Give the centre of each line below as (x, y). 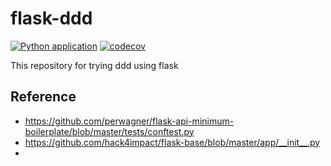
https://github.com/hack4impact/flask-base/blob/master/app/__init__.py (172, 142)
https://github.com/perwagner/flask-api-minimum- (129, 121)
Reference (43, 97)
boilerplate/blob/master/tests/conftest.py (109, 131)
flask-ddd (51, 18)
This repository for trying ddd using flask (94, 65)
